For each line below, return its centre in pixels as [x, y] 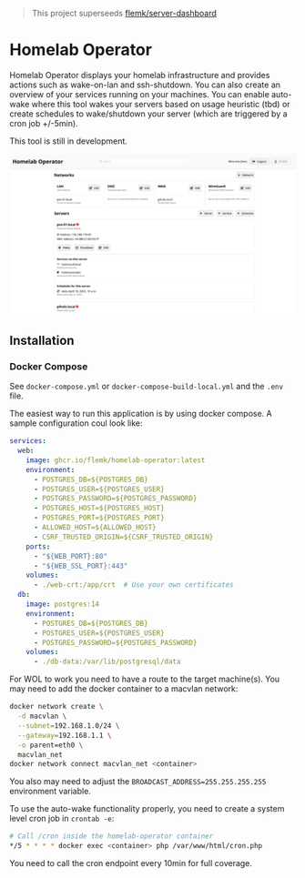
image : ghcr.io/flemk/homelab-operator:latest [116, 460]
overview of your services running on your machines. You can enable [140, 94]
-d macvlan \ [42, 716]
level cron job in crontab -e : [62, 819]
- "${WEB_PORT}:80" [70, 556]
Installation [42, 340]
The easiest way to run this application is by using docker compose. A [141, 414]
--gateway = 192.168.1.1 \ [65, 735]
